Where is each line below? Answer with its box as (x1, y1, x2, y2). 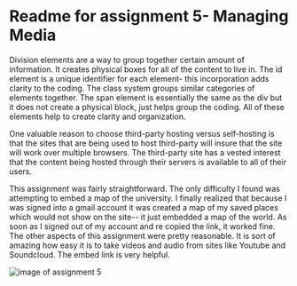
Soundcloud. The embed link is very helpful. (9, 249, 170, 259)
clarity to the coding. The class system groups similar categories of (9, 83, 255, 93)
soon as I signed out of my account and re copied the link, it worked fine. (9, 220, 277, 232)
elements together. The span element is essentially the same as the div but (9, 91, 283, 103)
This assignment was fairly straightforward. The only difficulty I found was (9, 183, 281, 194)
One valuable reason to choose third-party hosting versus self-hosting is (9, 128, 275, 139)
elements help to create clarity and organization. (9, 111, 186, 122)
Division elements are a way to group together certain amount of (9, 54, 246, 65)
